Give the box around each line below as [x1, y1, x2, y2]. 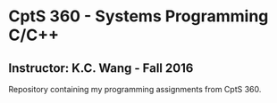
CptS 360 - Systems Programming [8, 6, 269, 27]
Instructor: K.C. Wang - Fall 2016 [8, 60, 194, 75]
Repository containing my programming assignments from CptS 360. [8, 84, 262, 94]
